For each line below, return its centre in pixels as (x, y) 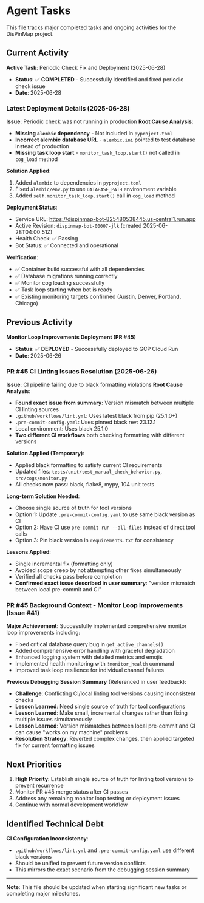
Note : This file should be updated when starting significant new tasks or (97, 887)
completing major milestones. (43, 894)
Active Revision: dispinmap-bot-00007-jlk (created (78, 226)
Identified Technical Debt (55, 824)
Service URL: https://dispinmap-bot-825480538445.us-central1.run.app (105, 219)
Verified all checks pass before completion (69, 577)
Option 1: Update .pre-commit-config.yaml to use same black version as (105, 514)
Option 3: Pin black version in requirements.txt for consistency (94, 540)
